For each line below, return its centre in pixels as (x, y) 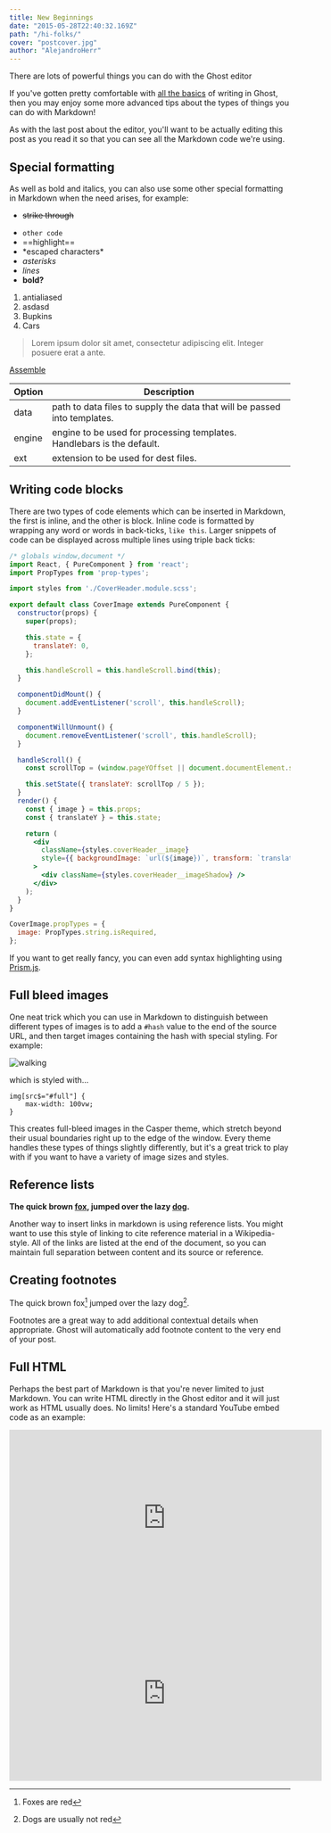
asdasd (36, 306)
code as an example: (48, 1417)
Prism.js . (25, 967)
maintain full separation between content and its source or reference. (137, 1252)
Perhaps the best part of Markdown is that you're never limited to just (137, 1389)
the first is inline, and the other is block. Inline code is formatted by (132, 520)
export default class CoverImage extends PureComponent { (119, 605)
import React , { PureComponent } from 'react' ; (99, 564)
